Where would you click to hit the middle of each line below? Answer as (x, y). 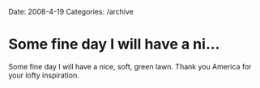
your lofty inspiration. (44, 75)
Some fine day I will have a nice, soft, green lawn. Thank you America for (130, 66)
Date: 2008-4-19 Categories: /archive (71, 12)
